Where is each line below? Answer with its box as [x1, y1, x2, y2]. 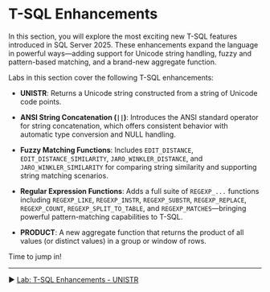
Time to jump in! [8, 251, 62, 261]
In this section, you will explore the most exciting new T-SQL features [8, 31, 238, 41]
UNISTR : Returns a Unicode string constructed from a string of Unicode [19, 88, 258, 97]
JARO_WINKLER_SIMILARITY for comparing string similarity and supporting [19, 162, 257, 171]
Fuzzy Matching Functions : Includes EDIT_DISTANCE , [19, 145, 194, 154]
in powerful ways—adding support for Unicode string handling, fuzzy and [8, 48, 252, 58]
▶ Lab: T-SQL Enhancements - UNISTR [8, 274, 139, 284]
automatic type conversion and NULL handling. [19, 130, 177, 139]
